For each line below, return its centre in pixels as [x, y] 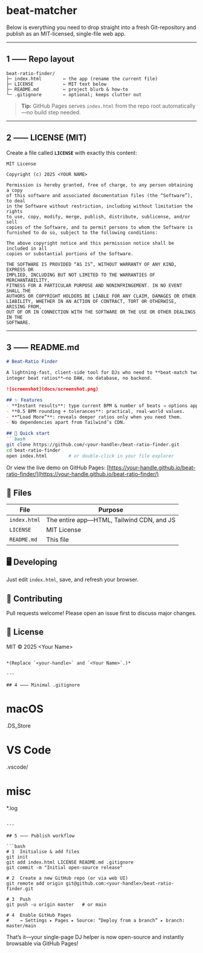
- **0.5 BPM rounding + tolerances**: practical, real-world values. [96, 411]
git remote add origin [35, 883]
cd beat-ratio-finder [34, 450]
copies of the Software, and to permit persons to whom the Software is [100, 227]
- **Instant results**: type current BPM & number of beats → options [97, 406]
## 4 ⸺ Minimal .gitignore [43, 685]
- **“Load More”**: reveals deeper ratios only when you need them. [94, 417]
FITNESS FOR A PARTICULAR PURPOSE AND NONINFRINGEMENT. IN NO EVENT [94, 285]
